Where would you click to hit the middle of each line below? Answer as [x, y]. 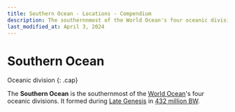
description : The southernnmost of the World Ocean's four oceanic [108, 20]
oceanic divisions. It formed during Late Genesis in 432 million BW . [104, 101]
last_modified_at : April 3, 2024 [56, 26]
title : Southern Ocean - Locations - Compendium [79, 14]
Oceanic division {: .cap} [43, 80]
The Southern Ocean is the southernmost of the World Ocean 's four [106, 94]
